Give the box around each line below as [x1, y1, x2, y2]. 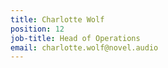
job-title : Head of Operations [10, 33, 141, 43]
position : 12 [10, 24, 65, 34]
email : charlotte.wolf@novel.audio [10, 42, 159, 53]
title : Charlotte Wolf [10, 14, 105, 25]
